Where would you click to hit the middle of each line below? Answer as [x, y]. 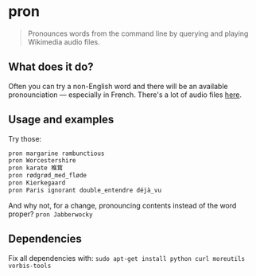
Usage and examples [61, 120]
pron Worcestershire [43, 161]
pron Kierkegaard [37, 183]
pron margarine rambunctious [56, 154]
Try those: [25, 138]
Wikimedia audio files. [64, 41]
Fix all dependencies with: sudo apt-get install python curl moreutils [126, 258]
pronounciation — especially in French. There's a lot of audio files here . [125, 95]
